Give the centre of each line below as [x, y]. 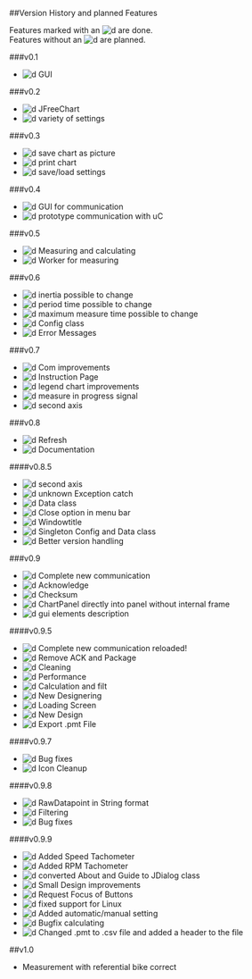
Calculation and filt [73, 686]
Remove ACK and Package [87, 657]
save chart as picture [77, 153]
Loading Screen [67, 705]
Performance [63, 677]
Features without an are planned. [77, 40]
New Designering [70, 695]
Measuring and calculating [87, 251]
